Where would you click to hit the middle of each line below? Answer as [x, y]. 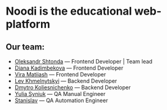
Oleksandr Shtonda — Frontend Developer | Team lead [83, 61]
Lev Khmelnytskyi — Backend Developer [66, 81]
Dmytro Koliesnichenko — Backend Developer [72, 87]
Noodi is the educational [69, 11]
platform [28, 24]
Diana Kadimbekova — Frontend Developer [69, 68]
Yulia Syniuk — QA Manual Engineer [60, 94]
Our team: [25, 47]
